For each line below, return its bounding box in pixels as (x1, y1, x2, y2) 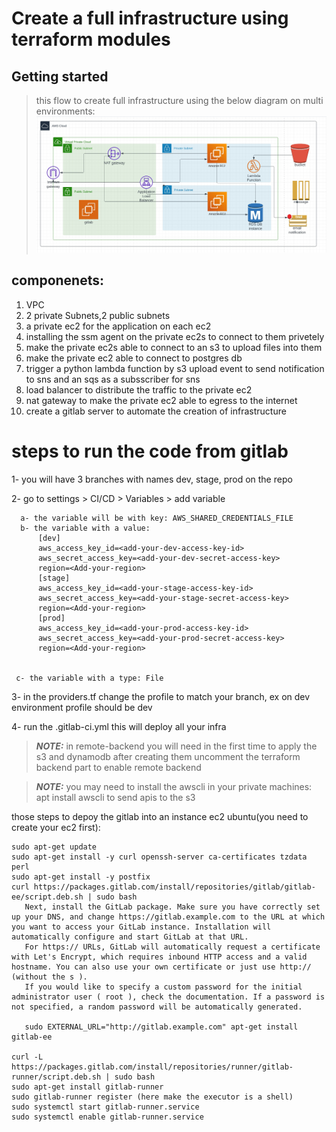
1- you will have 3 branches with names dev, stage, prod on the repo (11, 473, 293, 485)
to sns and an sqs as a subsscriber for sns (25, 373, 201, 385)
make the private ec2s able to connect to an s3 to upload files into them (25, 341, 323, 353)
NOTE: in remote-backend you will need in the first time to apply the (35, 740, 318, 752)
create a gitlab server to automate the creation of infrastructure (25, 405, 287, 417)
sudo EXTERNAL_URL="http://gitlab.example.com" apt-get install (24, 1022, 299, 1032)
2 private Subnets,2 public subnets (25, 309, 171, 321)
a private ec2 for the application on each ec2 (25, 320, 212, 332)
